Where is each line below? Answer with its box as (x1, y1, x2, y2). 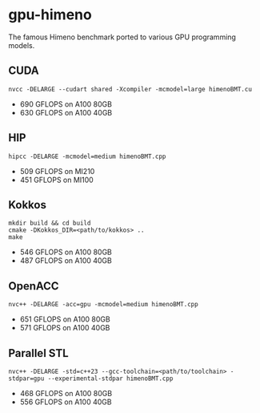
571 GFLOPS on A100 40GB (19, 323, 110, 333)
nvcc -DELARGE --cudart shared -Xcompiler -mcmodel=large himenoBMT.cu (8, 85, 252, 93)
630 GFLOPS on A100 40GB (19, 107, 113, 117)
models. (8, 40, 35, 50)
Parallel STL (8, 346, 70, 360)
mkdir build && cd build (8, 219, 91, 228)
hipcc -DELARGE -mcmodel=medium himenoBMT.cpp (8, 152, 166, 160)
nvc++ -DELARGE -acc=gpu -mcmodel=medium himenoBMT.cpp (8, 301, 198, 309)
